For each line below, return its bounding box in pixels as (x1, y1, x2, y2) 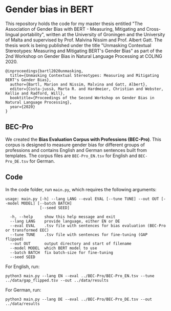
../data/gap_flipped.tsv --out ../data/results (5, 278, 109, 283)
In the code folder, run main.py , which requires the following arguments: (5, 186, 157, 192)
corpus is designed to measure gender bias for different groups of (5, 142, 145, 148)
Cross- (146, 26, 161, 32)
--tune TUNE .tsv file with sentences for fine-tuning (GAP (10, 232, 147, 237)
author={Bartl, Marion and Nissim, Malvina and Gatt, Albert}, (10, 82, 147, 87)
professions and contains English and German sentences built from (5, 147, 147, 153)
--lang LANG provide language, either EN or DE (10, 218, 120, 224)
